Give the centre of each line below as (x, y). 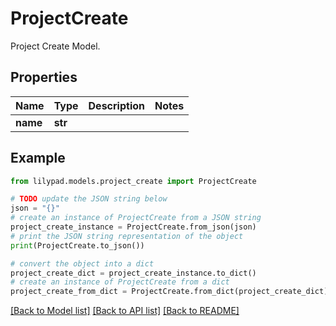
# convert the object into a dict (82, 263)
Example (38, 158)
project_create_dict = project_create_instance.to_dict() (133, 273)
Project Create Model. (55, 46)
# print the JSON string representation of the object (127, 236)
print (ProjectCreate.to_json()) (77, 245)
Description (116, 105)
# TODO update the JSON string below (89, 199)
